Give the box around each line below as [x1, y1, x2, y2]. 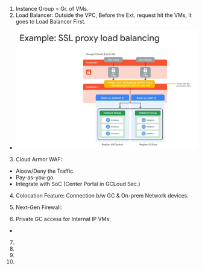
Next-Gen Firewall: [15, 204, 63, 211]
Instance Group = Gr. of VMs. [15, 5, 89, 12]
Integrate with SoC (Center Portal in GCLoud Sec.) [15, 180, 140, 187]
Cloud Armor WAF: [15, 155, 63, 162]
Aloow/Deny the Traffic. [15, 167, 75, 175]
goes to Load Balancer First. [15, 18, 86, 25]
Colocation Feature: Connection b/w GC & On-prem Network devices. [15, 191, 189, 199]
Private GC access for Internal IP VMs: [15, 215, 111, 222]
